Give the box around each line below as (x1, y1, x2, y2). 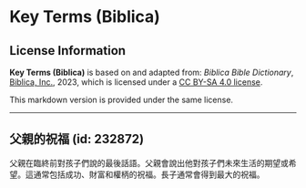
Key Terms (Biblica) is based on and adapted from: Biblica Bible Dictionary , (9, 67, 294, 78)
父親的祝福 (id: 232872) (9, 131, 144, 147)
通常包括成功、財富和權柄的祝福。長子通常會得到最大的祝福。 (33, 169, 265, 180)
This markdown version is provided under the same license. (9, 94, 234, 105)
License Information (9, 43, 126, 58)
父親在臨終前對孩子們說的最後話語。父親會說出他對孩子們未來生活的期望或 (9, 157, 289, 168)
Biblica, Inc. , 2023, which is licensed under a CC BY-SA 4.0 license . (9, 77, 263, 88)
